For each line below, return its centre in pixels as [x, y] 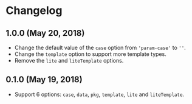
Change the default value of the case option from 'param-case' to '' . [100, 47]
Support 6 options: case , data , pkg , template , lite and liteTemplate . [99, 94]
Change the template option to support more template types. [90, 54]
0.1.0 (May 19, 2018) [44, 80]
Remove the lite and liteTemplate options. [69, 61]
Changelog [34, 11]
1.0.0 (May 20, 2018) [45, 33]
